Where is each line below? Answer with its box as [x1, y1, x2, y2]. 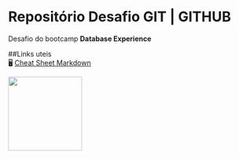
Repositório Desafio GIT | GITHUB [8, 8, 232, 26]
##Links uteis [8, 49, 52, 58]
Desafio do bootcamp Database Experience [8, 34, 152, 43]
